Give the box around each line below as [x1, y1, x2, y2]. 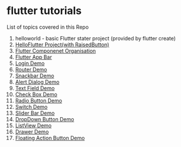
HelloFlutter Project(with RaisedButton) [15, 41, 110, 48]
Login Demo [15, 60, 45, 67]
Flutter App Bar [15, 53, 52, 60]
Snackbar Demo [15, 72, 54, 79]
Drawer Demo [15, 128, 49, 135]
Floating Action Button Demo [15, 134, 85, 141]
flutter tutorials [6, 4, 82, 18]
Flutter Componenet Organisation [15, 47, 96, 54]
